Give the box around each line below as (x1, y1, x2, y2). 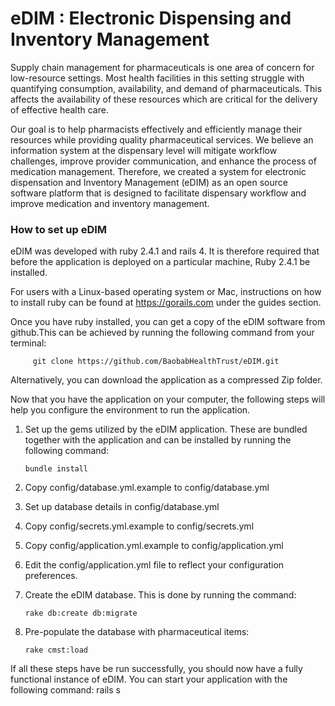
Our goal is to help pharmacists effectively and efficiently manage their (10, 123, 303, 135)
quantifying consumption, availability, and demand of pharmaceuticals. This (10, 82, 323, 94)
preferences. (24, 570, 78, 582)
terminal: (10, 337, 47, 349)
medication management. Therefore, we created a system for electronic (10, 165, 307, 177)
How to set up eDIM (10, 222, 108, 236)
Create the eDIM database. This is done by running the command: (24, 589, 297, 601)
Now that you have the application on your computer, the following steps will (10, 393, 326, 406)
